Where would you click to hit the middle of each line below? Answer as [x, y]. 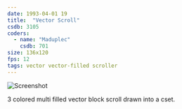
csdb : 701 [34, 46]
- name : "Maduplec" [42, 40]
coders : [19, 33]
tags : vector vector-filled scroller [63, 66]
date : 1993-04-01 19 [38, 14]
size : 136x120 [28, 53]
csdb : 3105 [23, 27]
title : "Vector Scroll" [44, 20]
